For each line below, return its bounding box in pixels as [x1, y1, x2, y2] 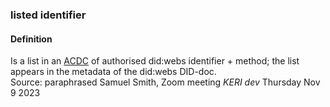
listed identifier [10, 8, 87, 22]
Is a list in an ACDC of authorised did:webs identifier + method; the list [10, 55, 300, 67]
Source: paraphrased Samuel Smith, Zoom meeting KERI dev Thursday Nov [10, 76, 321, 88]
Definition [10, 33, 53, 45]
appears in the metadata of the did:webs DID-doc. [10, 66, 217, 78]
